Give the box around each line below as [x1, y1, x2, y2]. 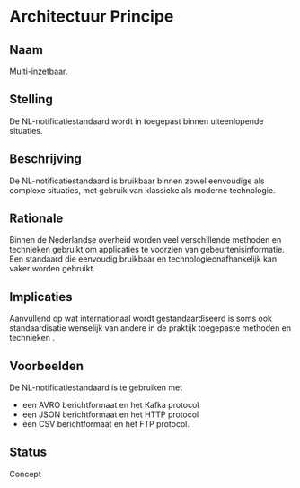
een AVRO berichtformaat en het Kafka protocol [22, 400, 199, 411]
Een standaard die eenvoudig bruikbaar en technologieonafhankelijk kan [9, 253, 277, 264]
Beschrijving [9, 151, 83, 167]
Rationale [9, 211, 64, 226]
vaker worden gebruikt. [9, 263, 96, 274]
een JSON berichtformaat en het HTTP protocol [22, 409, 199, 420]
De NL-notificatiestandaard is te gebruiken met [9, 382, 183, 393]
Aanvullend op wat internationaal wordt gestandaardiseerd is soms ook [9, 313, 272, 324]
